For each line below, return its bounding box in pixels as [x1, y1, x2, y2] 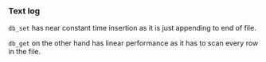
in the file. [8, 47, 41, 57]
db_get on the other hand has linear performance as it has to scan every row [8, 38, 259, 48]
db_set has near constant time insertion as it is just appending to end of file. [8, 24, 256, 33]
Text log [8, 5, 41, 16]
